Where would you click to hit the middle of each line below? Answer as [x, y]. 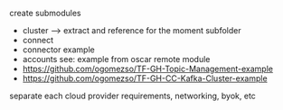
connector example [58, 50]
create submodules [45, 13]
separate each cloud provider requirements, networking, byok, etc [132, 96]
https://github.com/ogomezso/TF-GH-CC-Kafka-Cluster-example [145, 78]
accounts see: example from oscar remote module [116, 59]
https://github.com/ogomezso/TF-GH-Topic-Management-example [148, 69]
